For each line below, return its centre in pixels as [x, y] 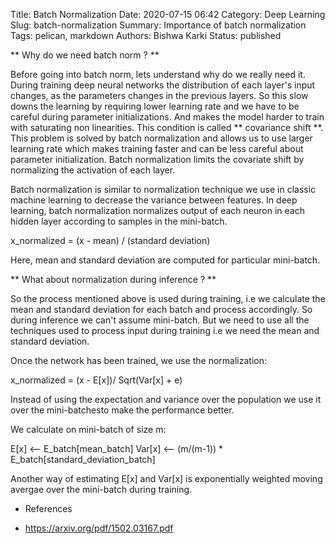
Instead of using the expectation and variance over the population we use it [166, 399]
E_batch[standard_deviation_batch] [83, 459]
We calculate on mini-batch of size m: [88, 429]
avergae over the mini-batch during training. [101, 489]
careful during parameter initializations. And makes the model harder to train [167, 117]
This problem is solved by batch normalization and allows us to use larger [161, 138]
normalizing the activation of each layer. [93, 170]
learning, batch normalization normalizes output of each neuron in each [157, 210]
